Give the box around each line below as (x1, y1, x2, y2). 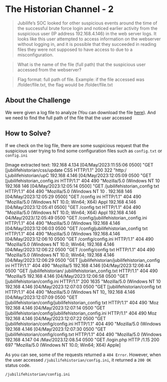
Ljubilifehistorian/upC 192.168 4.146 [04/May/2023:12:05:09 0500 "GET (5, 172, 152, 178)
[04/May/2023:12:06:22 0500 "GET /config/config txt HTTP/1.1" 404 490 (5, 246, 156, 252)
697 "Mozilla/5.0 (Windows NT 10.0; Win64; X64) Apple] (5, 342, 121, 348)
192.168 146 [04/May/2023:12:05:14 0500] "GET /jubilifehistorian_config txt (5, 183, 160, 189)
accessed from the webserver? (17, 66, 82, 73)
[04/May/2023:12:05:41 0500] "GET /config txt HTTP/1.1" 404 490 (5, 204, 141, 210)
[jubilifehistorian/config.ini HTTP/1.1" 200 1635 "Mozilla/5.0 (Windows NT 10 (5, 278, 161, 284)
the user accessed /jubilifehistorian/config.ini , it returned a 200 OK (5, 357, 152, 363)
